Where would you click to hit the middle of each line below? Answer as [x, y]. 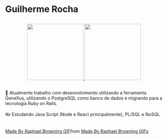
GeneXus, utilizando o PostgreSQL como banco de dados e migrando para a [84, 98]
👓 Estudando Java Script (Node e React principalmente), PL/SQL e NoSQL [83, 114]
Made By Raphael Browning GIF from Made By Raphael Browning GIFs [77, 131]
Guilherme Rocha [42, 9]
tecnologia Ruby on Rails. [31, 103]
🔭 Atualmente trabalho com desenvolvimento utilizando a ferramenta [76, 92]
